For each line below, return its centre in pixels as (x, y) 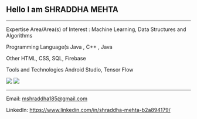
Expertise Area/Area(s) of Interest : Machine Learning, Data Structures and (96, 29)
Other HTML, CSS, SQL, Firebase (46, 58)
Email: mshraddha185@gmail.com (47, 98)
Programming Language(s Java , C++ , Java (59, 47)
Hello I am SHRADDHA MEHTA (62, 10)
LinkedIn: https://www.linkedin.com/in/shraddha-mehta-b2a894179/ (89, 110)
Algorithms (19, 35)
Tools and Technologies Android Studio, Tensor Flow (70, 69)
